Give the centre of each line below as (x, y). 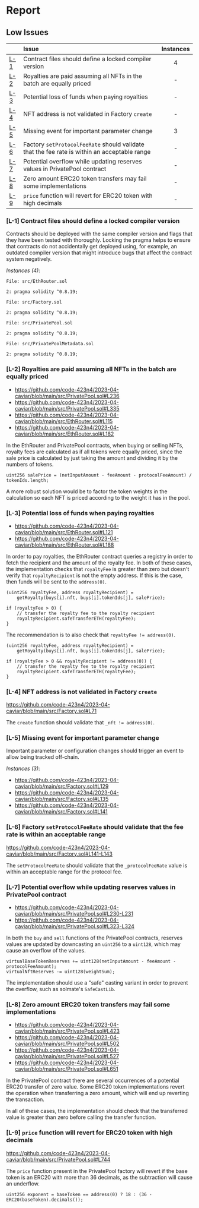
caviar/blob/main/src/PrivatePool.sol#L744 (58, 1159)
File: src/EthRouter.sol (37, 282)
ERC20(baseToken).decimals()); (45, 1200)
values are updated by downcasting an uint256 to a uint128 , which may (93, 944)
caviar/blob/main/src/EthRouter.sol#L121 (64, 532)
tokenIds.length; (28, 480)
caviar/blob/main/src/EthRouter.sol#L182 (64, 434)
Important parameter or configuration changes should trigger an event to (95, 751)
